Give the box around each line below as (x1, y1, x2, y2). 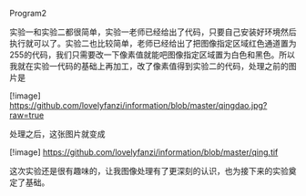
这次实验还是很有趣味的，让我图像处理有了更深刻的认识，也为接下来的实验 (9, 166, 289, 176)
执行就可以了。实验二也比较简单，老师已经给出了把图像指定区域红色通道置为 (9, 38, 297, 48)
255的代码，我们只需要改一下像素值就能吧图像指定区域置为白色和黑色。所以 (9, 49, 296, 60)
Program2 (9, 8, 47, 18)
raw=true (9, 109, 45, 120)
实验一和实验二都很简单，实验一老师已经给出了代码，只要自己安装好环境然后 (9, 26, 297, 37)
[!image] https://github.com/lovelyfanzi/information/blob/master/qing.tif (9, 147, 279, 158)
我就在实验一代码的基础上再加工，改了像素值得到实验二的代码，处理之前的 (9, 61, 289, 71)
